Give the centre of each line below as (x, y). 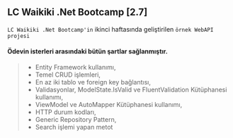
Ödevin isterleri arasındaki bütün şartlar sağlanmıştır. (87, 51)
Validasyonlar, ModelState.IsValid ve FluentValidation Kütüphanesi (131, 90)
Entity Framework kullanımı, (75, 68)
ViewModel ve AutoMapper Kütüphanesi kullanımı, (109, 105)
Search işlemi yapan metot (74, 127)
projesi (19, 36)
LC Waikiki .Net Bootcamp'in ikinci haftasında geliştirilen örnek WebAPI (110, 29)
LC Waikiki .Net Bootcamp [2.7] (78, 12)
